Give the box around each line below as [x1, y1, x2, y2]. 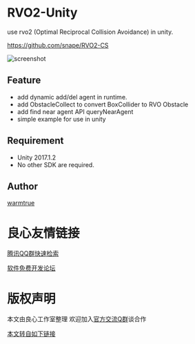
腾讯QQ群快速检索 [7, 249, 59, 258]
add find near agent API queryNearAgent [17, 107, 134, 115]
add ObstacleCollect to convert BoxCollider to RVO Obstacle [17, 100, 189, 108]
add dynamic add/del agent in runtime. [17, 93, 127, 101]
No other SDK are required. [17, 160, 94, 169]
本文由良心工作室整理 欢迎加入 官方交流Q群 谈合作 [7, 315, 147, 323]
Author [7, 180, 38, 192]
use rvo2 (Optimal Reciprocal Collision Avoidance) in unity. [7, 28, 174, 36]
